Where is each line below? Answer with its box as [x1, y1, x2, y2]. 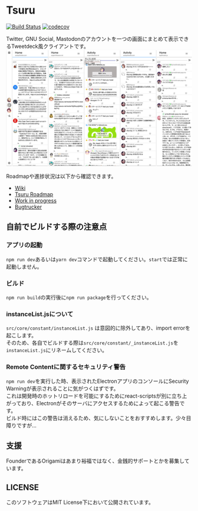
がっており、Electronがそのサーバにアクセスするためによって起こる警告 [6, 399, 180, 406]
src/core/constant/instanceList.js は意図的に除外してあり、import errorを [6, 324, 190, 331]
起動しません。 [6, 263, 42, 270]
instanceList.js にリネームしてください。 [6, 347, 108, 354]
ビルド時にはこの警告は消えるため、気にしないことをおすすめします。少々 [6, 414, 187, 421]
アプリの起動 [6, 241, 43, 249]
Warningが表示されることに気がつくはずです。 [6, 385, 119, 392]
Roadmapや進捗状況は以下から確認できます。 [6, 172, 117, 180]
